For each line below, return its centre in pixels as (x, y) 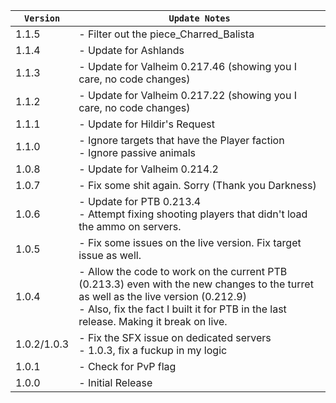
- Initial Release (115, 382)
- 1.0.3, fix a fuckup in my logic (153, 350)
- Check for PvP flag (127, 366)
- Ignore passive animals (137, 152)
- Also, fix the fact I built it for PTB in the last (182, 309)
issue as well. (110, 255)
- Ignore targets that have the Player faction (181, 140)
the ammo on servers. (130, 226)
